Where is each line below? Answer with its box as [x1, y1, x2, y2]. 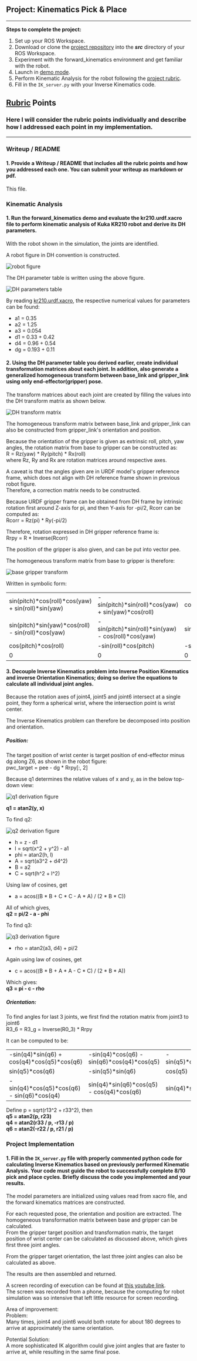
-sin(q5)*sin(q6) [88, 1067, 136, 1075]
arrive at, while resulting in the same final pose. [6, 1349, 120, 1356]
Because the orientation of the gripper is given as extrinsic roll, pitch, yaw [6, 437, 185, 444]
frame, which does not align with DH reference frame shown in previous [6, 474, 180, 481]
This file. [6, 185, 28, 192]
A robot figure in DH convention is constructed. [6, 251, 120, 258]
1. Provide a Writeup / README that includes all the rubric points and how [6, 160, 188, 167]
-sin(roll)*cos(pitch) [97, 641, 155, 650]
